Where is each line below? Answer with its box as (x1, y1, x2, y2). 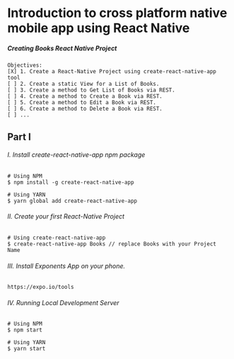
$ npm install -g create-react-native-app (7, 179, 134, 186)
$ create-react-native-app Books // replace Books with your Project (7, 240, 217, 248)
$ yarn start (7, 346, 46, 353)
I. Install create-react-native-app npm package (7, 150, 146, 159)
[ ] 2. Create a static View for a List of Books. (7, 80, 160, 88)
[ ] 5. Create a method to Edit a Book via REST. (7, 99, 157, 106)
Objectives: (7, 62, 42, 69)
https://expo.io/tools (7, 284, 74, 291)
